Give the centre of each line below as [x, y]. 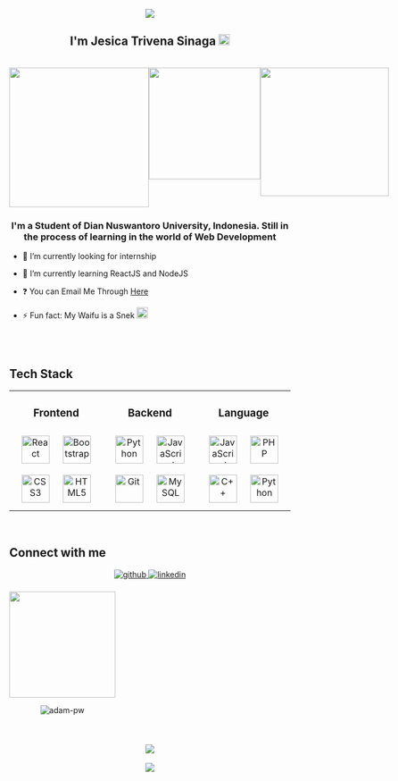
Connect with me [58, 553]
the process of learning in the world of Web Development [150, 237]
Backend [150, 413]
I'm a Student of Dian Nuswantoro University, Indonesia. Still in [150, 225]
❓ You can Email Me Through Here [85, 291]
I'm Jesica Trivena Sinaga [143, 42]
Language [244, 413]
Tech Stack [41, 374]
